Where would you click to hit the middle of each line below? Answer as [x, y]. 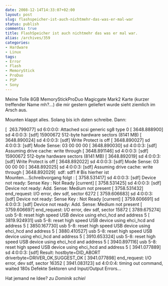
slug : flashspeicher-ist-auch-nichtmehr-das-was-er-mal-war [69, 19]
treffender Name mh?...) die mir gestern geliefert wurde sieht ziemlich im [80, 104]
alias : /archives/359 [28, 38]
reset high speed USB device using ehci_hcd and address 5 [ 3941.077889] [83, 247]
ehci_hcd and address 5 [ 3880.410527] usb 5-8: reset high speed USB [79, 231]
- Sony [12, 85]
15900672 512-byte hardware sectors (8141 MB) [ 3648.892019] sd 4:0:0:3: [83, 156]
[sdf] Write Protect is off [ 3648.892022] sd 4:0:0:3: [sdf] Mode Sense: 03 [82, 161]
